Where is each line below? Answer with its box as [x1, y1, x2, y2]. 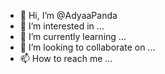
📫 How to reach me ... [19, 53, 113, 64]
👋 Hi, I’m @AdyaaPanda [19, 10, 118, 21]
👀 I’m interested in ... [19, 20, 105, 32]
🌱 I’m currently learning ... [19, 31, 127, 42]
